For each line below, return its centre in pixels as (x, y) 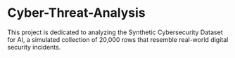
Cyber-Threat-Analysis (76, 13)
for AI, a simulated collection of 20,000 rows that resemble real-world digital (118, 39)
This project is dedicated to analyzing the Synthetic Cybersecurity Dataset (115, 32)
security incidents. (34, 47)
